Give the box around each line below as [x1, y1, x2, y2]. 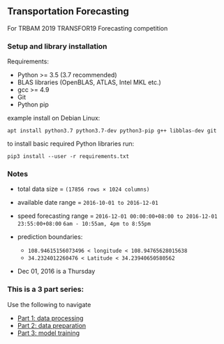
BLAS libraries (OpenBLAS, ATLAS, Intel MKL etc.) [17, 78, 162, 86]
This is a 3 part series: [7, 285, 84, 295]
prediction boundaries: [17, 233, 83, 241]
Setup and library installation [7, 41, 107, 51]
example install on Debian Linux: [7, 114, 100, 123]
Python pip [17, 100, 49, 109]
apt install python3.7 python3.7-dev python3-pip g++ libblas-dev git [7, 127, 217, 134]
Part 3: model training [17, 329, 80, 337]
